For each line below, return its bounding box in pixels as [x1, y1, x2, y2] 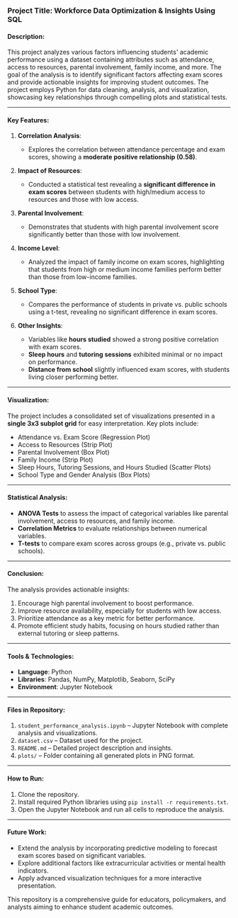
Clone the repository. [17, 790, 79, 798]
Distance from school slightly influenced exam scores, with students [28, 365, 230, 374]
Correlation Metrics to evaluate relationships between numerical [17, 523, 208, 533]
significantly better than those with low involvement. [28, 230, 181, 239]
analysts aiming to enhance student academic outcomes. [7, 902, 174, 911]
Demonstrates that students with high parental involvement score [28, 222, 219, 232]
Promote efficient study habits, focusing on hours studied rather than [17, 621, 220, 630]
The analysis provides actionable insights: [7, 585, 130, 594]
